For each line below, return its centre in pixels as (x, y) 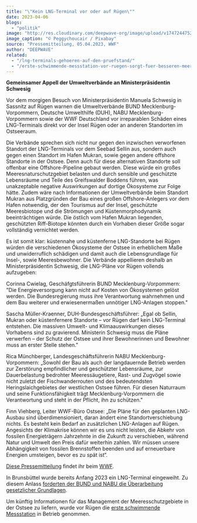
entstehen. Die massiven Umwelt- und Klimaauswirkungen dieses (85, 327)
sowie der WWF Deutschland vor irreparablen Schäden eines (113, 119)
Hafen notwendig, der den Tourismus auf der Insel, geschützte (82, 205)
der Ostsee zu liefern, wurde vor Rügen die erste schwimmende (83, 508)
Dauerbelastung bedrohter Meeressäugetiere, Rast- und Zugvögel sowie (94, 375)
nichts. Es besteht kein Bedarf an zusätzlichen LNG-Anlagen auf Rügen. (93, 424)
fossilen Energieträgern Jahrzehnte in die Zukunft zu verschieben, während (97, 436)
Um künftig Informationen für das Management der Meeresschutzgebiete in (97, 501)
